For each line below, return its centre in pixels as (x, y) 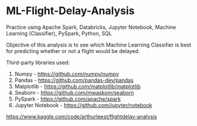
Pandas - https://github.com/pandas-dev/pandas (74, 80)
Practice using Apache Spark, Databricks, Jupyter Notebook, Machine (91, 27)
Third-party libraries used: (38, 62)
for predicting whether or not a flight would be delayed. (73, 51)
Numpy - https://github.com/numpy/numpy (67, 74)
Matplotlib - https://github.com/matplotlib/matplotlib (78, 86)
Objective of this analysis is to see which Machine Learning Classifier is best (99, 45)
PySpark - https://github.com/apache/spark (68, 99)
